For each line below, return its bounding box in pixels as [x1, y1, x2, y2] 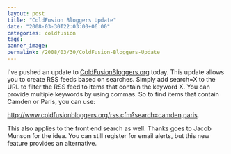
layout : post [7, 10, 45, 17]
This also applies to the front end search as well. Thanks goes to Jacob [7, 124, 212, 132]
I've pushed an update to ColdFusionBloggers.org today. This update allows [7, 67, 225, 76]
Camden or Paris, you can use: [7, 97, 96, 105]
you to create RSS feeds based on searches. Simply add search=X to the [7, 75, 216, 83]
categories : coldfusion [7, 29, 77, 37]
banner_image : [7, 42, 49, 49]
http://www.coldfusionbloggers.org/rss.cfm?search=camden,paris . [7, 110, 200, 119]
